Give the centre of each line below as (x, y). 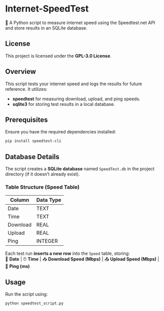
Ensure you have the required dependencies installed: (61, 132)
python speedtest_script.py (34, 303)
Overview (21, 71)
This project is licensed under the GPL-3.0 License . (58, 56)
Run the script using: (26, 294)
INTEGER (47, 241)
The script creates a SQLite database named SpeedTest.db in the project (80, 169)
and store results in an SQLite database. (46, 28)
